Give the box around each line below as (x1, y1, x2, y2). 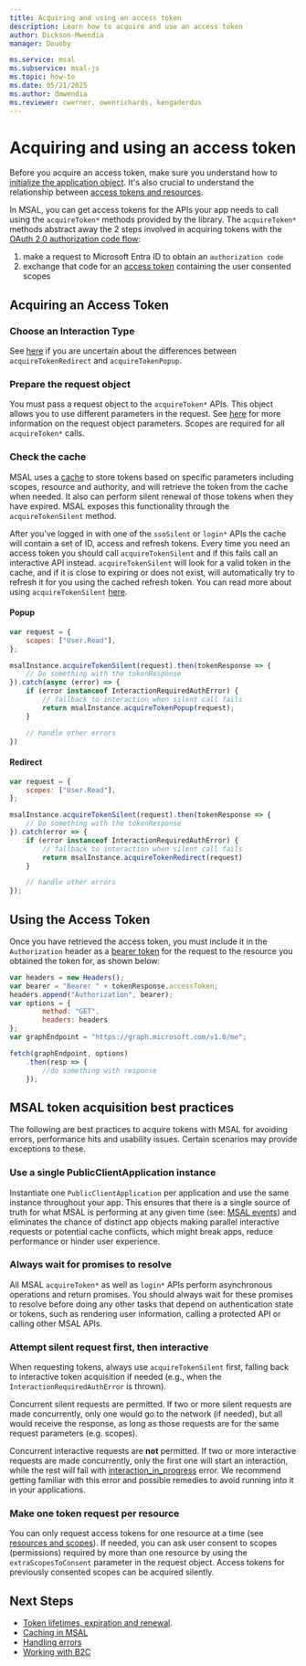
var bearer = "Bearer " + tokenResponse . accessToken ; (9, 982, 219, 991)
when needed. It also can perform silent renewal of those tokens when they (9, 491, 294, 502)
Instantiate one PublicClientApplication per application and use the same (9, 1187, 290, 1198)
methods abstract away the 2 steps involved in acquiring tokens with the (9, 224, 282, 235)
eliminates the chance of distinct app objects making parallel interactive (9, 1216, 280, 1227)
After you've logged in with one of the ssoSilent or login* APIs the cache (9, 527, 287, 539)
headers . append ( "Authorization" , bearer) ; (9, 990, 174, 999)
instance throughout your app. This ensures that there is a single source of (9, 1196, 290, 1207)
